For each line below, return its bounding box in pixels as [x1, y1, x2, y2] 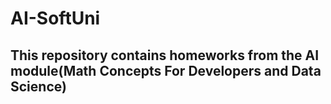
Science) [10, 78, 67, 95]
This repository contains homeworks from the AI [10, 47, 320, 64]
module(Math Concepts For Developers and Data [10, 62, 322, 79]
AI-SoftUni [10, 7, 101, 30]
